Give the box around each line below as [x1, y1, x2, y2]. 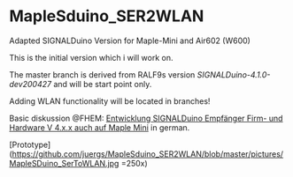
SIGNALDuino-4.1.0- [197, 69, 271, 80]
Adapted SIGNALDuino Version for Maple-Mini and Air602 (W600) [9, 35, 251, 46]
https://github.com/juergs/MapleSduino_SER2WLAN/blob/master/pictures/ [12, 148, 284, 159]
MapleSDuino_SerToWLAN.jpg [9, 158, 120, 168]
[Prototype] [9, 139, 51, 150]
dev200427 [9, 78, 51, 89]
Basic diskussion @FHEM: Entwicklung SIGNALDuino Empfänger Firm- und [9, 113, 283, 123]
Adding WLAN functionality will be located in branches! [9, 95, 211, 107]
